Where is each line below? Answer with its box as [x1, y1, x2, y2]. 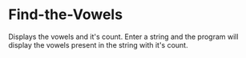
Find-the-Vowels [8, 6, 123, 24]
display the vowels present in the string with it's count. [8, 40, 188, 49]
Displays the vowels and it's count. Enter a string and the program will [8, 32, 239, 41]
